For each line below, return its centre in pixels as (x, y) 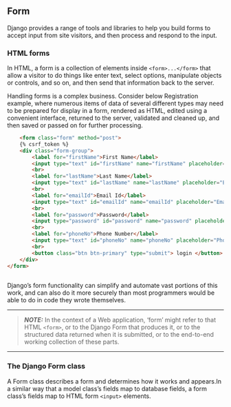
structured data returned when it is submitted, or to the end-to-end (119, 335)
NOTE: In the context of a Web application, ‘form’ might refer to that (120, 320)
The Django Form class (46, 366)
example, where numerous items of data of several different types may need (115, 103)
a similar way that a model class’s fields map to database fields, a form (107, 388)
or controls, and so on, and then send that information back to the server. (111, 83)
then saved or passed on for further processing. (75, 125)
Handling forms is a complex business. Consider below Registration (103, 96)
